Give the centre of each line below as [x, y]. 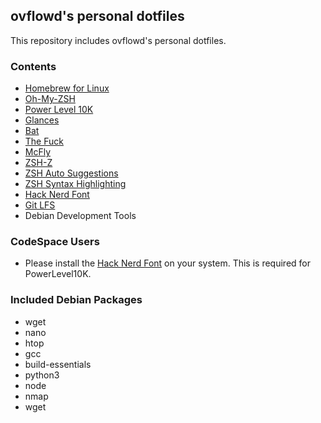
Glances [42, 120]
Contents [33, 66]
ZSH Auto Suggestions [71, 173]
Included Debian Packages [76, 300]
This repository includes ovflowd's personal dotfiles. [118, 40]
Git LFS [40, 205]
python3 [42, 375]
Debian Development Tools [80, 216]
